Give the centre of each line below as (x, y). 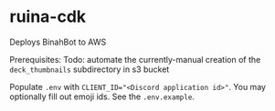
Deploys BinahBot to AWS (58, 42)
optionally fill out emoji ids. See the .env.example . (102, 96)
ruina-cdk (48, 17)
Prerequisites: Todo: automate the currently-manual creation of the (135, 59)
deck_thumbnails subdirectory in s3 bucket (90, 69)
